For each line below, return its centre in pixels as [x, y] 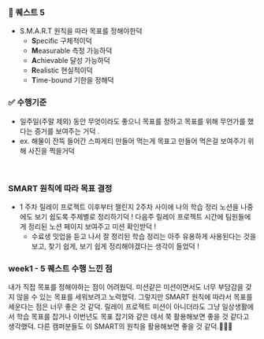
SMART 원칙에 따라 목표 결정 [60, 188]
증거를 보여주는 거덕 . [67, 131]
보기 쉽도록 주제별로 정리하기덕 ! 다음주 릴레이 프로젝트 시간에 [129, 216]
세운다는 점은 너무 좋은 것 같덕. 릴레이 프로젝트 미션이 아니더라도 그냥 [114, 307]
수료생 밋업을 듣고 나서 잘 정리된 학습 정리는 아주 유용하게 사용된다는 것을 [144, 236]
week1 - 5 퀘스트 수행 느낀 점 [60, 268]
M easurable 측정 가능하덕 [72, 51]
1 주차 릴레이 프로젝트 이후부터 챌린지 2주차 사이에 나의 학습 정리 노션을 [129, 207]
